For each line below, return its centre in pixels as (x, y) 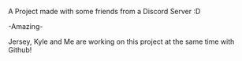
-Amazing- (26, 26)
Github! (20, 50)
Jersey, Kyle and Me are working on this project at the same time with (121, 41)
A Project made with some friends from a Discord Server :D (104, 11)
